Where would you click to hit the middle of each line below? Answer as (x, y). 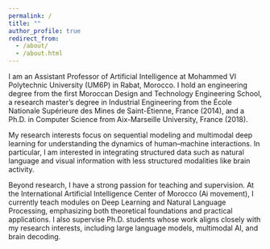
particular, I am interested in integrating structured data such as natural (126, 152)
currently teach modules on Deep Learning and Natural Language (117, 202)
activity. (21, 169)
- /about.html (39, 53)
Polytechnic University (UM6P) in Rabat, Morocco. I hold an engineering (128, 85)
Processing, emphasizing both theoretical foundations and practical (120, 211)
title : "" (25, 23)
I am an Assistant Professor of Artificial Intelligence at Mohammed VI (122, 76)
